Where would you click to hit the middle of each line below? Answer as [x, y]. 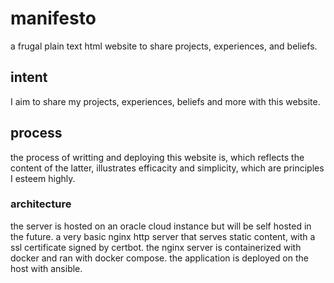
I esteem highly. [43, 178]
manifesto [53, 18]
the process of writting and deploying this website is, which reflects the [157, 157]
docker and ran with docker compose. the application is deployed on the [159, 258]
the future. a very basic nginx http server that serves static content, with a [163, 236]
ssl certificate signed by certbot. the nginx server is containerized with [156, 247]
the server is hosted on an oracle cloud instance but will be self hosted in [161, 226]
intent [29, 77]
